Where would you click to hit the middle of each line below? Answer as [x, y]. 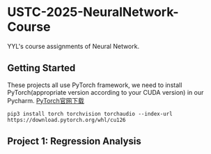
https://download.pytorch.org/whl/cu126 [67, 120]
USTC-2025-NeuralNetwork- [93, 12]
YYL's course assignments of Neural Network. [73, 46]
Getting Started [41, 68]
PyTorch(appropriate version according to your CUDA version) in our [105, 92]
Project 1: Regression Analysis [74, 141]
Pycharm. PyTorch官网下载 [46, 100]
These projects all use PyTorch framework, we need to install [95, 85]
